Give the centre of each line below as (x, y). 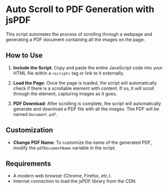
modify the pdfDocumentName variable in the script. (65, 147)
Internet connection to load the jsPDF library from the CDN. (75, 181)
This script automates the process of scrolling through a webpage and (79, 34)
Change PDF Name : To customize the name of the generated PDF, (82, 142)
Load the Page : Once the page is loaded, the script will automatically (85, 83)
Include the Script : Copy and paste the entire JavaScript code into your (88, 67)
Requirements (28, 163)
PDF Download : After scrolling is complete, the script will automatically (87, 103)
